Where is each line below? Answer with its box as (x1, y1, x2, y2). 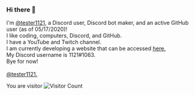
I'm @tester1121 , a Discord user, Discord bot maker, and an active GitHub (6, 19, 189, 27)
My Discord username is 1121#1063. (6, 51, 96, 59)
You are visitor (6, 82, 43, 90)
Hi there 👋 (6, 5, 37, 14)
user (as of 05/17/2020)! (6, 25, 68, 33)
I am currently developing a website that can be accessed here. (6, 45, 166, 52)
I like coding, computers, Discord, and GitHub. (6, 32, 122, 39)
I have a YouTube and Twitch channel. (6, 39, 102, 46)
